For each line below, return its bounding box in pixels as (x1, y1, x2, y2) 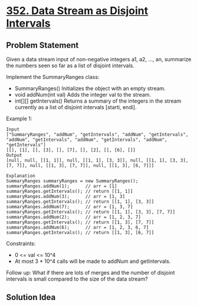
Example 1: (6, 115, 32, 122)
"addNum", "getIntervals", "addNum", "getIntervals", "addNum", (6, 137, 168, 143)
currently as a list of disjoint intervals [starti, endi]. (14, 104, 137, 110)
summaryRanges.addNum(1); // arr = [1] (6, 183, 117, 189)
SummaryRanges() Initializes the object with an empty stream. (14, 85, 166, 92)
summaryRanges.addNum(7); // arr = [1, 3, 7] (6, 204, 133, 210)
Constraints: (6, 240, 36, 247)
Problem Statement (6, 40, 79, 50)
